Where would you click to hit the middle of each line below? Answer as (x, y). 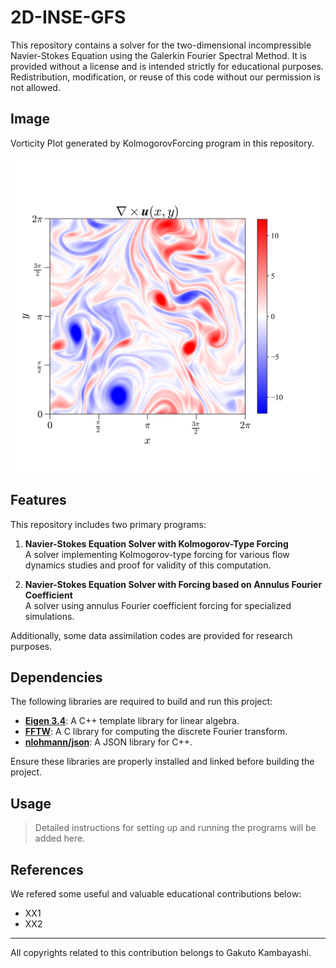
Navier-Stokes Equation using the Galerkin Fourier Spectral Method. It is (158, 55)
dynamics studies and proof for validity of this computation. (148, 565)
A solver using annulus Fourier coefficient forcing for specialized (158, 605)
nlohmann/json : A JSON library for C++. (108, 742)
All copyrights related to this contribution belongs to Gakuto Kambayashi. (161, 952)
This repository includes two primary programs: (108, 524)
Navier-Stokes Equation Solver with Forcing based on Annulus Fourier (173, 584)
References (47, 869)
